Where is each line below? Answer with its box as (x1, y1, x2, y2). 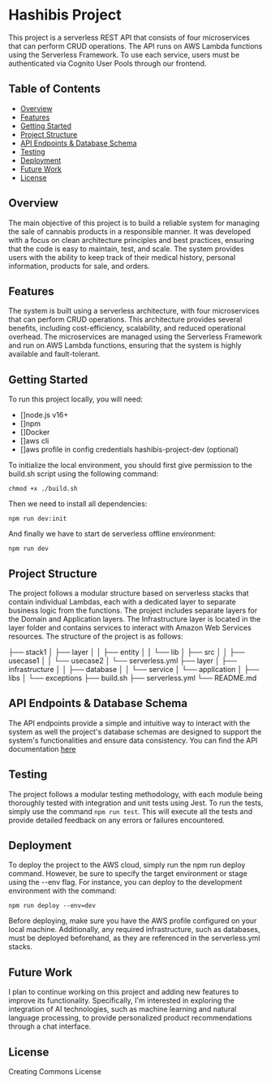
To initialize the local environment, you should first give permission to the (8, 461, 253, 470)
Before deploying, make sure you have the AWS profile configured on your (8, 916, 257, 926)
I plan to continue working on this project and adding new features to (8, 987, 239, 997)
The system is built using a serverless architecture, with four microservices (8, 306, 260, 316)
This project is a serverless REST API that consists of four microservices (8, 33, 250, 42)
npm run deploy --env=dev (8, 902, 96, 910)
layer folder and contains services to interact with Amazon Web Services (8, 623, 252, 632)
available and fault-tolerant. (8, 349, 101, 359)
